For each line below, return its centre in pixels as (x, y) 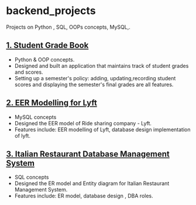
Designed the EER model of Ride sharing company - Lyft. (83, 123)
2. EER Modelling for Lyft (52, 103)
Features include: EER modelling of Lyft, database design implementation (102, 129)
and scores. (29, 72)
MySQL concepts (35, 117)
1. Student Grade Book (47, 45)
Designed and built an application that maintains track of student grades (102, 66)
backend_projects (51, 11)
